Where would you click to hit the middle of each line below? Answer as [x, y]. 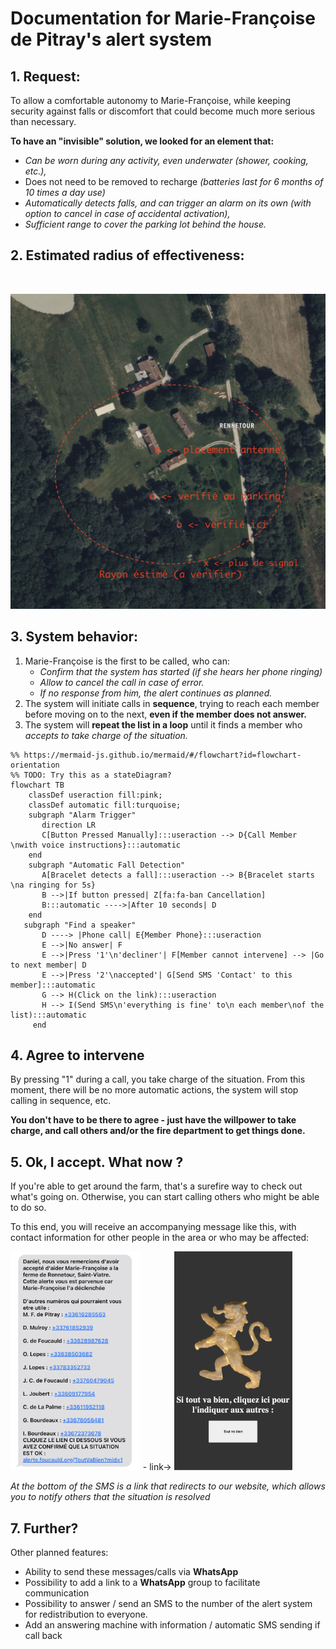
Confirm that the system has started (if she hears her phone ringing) [181, 671]
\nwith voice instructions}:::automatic [96, 845]
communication [57, 1593]
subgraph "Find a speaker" [80, 925]
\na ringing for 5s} [53, 885]
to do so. [28, 1208]
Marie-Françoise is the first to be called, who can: [127, 661]
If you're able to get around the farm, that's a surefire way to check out [156, 1186]
